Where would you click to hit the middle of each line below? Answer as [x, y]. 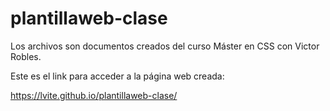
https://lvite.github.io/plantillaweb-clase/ [94, 95]
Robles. [26, 56]
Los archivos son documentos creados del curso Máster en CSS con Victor [165, 46]
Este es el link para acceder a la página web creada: [117, 76]
